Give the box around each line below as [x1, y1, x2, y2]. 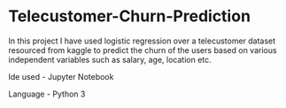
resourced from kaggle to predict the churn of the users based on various [8, 44, 277, 55]
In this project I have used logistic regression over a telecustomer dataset [8, 35, 276, 46]
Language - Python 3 [8, 89, 86, 99]
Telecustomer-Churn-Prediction [8, 6, 251, 27]
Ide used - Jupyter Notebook [8, 71, 114, 81]
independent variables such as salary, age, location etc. [8, 54, 212, 65]
